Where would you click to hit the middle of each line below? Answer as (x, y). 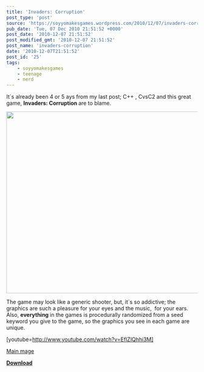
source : (16, 23)
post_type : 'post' (29, 18)
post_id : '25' (24, 57)
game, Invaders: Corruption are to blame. (59, 103)
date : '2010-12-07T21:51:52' (43, 51)
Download (19, 363)
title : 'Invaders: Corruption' (46, 12)
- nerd (25, 79)
